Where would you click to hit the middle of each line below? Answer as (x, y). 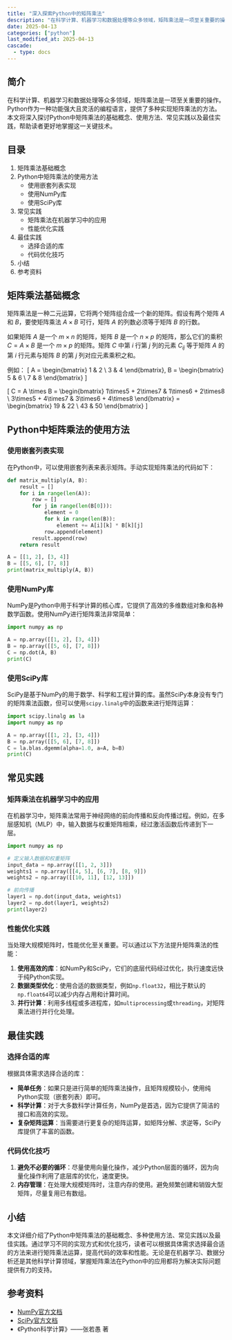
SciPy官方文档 (37, 1320)
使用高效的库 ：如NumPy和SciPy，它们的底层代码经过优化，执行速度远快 (120, 968)
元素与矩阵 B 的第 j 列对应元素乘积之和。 (81, 355)
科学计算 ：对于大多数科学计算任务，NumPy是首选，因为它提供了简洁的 (118, 1105)
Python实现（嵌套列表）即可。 (61, 1096)
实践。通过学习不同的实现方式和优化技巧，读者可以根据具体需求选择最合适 (119, 1244)
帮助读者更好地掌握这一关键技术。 (67, 126)
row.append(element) (74, 532)
